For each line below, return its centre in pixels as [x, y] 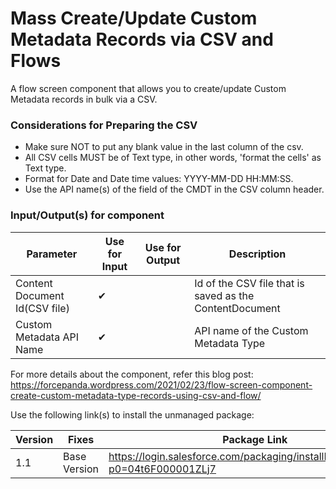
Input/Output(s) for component [87, 215]
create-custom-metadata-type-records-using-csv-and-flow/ [136, 395]
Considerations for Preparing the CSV [104, 125]
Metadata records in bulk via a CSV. [84, 99]
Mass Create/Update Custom [134, 18]
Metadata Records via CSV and [142, 39]
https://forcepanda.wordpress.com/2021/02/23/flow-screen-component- [161, 384]
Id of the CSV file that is [249, 283]
